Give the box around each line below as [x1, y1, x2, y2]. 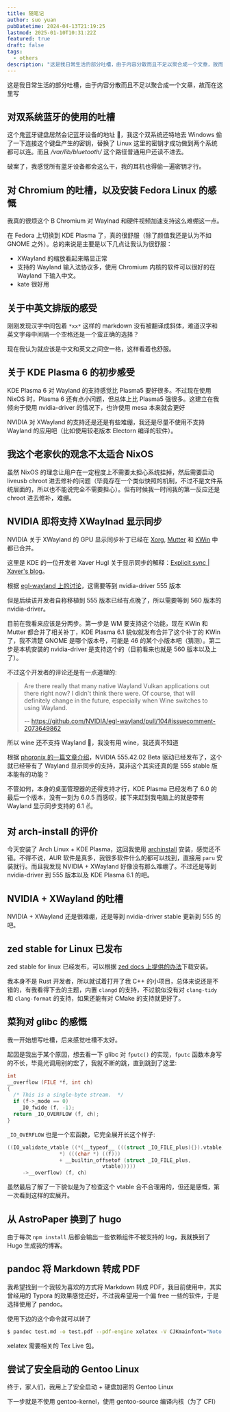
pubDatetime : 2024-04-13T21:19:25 [7, 23, 106, 29]
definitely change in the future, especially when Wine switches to [23, 696, 208, 705]
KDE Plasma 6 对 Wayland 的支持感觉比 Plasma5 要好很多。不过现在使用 [7, 386, 212, 394]
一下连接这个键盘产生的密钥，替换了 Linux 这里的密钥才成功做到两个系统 [12, 139, 218, 147]
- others [13, 55, 38, 62]
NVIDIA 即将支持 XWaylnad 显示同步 [7, 515, 163, 528]
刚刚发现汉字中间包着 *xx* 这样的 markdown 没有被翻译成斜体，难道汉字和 [7, 321, 218, 330]
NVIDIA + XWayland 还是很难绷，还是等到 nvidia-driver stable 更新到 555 [7, 912, 214, 921]
